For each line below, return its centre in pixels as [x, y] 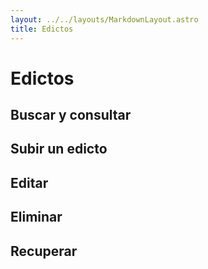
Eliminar [36, 217]
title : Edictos [42, 29]
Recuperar [44, 251]
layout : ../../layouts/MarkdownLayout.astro [104, 19]
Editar [29, 182]
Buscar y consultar [71, 115]
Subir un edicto [59, 149]
